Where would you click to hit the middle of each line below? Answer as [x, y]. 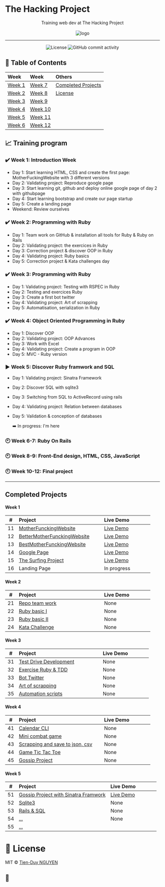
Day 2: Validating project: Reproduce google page [63, 183]
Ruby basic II [34, 619]
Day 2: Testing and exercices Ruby [47, 292]
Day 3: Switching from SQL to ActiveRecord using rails [67, 397]
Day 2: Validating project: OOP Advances [54, 339]
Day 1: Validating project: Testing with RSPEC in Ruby [66, 287]
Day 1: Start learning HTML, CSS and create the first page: [71, 172]
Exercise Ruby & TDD [43, 670]
